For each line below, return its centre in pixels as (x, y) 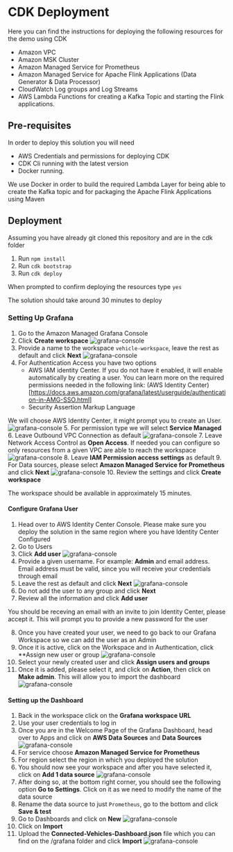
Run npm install (42, 259)
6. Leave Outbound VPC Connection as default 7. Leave (115, 435)
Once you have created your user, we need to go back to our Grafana (117, 632)
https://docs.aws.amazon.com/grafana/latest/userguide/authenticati (128, 392)
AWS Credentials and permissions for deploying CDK (94, 156)
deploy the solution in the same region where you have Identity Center (118, 532)
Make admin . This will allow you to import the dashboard (99, 677)
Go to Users (35, 547)
